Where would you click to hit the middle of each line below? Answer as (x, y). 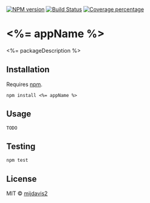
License (22, 179)
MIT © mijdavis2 (27, 193)
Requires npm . (24, 84)
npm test (17, 161)
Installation (28, 70)
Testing (21, 146)
